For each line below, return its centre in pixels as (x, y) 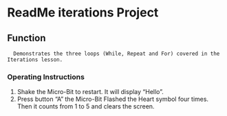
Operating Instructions (46, 77)
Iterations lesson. (35, 60)
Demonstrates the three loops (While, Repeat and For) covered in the (117, 54)
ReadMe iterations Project (83, 13)
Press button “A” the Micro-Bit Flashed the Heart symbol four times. (112, 99)
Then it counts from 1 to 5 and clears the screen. (86, 106)
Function (26, 38)
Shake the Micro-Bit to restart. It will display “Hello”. (90, 92)
